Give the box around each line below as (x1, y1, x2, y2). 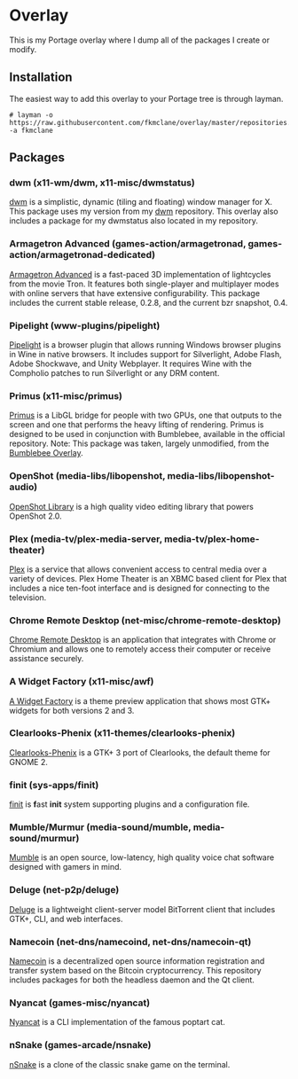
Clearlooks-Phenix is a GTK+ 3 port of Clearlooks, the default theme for (9, 747, 271, 758)
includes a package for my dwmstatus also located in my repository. (9, 215, 259, 226)
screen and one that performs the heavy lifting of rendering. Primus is (9, 419, 264, 430)
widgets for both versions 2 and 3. (9, 705, 135, 715)
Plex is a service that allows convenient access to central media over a (9, 564, 268, 575)
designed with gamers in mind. (9, 862, 122, 872)
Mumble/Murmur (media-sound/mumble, (9, 821, 192, 833)
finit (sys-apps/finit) (9, 778, 99, 791)
